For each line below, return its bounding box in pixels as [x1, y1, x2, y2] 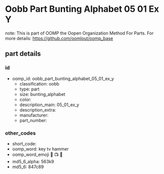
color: [19, 96, 32, 102]
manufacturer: [19, 112, 49, 118]
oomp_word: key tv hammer [12, 146, 69, 152]
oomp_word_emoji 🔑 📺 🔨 [12, 151, 63, 157]
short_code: [12, 141, 37, 146]
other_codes [5, 129, 36, 136]
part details [5, 50, 41, 58]
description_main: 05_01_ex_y [19, 102, 80, 108]
